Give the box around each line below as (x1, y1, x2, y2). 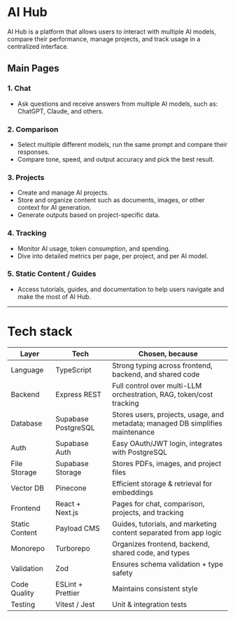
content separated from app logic (111, 528, 222, 538)
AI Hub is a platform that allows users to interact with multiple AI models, (7, 27, 217, 36)
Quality (10, 588, 34, 598)
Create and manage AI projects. (17, 188, 110, 197)
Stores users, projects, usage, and (111, 409, 225, 419)
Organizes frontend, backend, (111, 539, 210, 549)
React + (55, 498, 81, 508)
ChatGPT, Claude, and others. (17, 106, 104, 115)
